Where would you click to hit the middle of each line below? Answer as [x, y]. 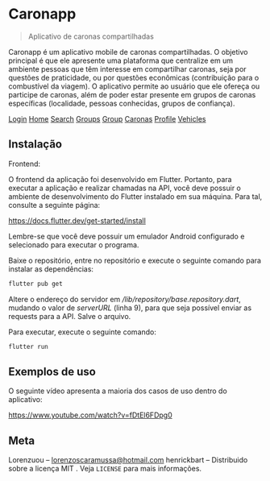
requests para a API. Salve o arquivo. [70, 316]
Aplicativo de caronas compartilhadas [91, 36]
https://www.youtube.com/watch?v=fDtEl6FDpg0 [90, 415]
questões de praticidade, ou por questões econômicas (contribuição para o [134, 77]
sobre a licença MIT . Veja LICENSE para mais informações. [105, 469]
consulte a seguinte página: [54, 205]
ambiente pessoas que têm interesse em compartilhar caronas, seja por [128, 68]
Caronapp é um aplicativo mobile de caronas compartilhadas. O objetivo [128, 52]
